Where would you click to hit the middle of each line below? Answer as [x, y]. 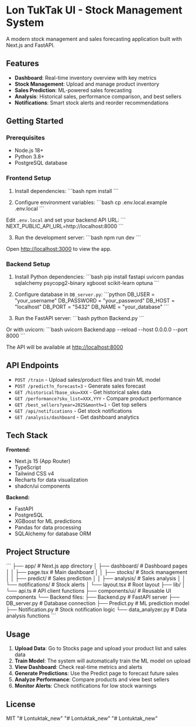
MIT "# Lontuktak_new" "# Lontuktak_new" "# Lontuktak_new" [82, 718]
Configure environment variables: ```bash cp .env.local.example [91, 202]
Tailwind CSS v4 [34, 473]
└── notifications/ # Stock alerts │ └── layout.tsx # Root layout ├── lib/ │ [96, 585]
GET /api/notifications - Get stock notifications [73, 410]
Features [23, 64]
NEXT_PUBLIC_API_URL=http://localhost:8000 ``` [65, 226]
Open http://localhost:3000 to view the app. [59, 249]
